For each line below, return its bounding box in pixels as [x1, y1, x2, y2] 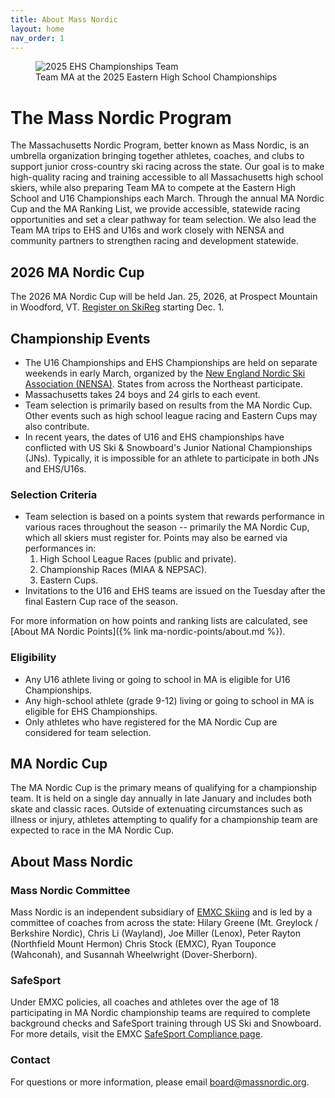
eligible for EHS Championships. [24, 705, 158, 717]
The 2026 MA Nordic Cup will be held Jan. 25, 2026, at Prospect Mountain [10, 291, 318, 303]
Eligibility [10, 651, 57, 665]
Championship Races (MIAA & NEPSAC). [39, 564, 208, 576]
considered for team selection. [24, 726, 152, 738]
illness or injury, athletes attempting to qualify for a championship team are [10, 814, 318, 826]
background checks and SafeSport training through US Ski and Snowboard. [10, 1017, 322, 1030]
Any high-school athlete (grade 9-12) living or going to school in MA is [24, 694, 315, 706]
